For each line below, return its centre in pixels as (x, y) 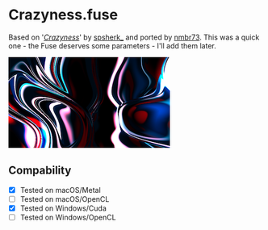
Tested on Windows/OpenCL (68, 217)
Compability (40, 171)
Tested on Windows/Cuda (63, 208)
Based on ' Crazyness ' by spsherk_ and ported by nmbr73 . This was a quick (134, 37)
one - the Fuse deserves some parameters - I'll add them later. (112, 45)
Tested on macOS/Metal (60, 190)
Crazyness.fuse (63, 15)
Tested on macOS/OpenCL (65, 199)
